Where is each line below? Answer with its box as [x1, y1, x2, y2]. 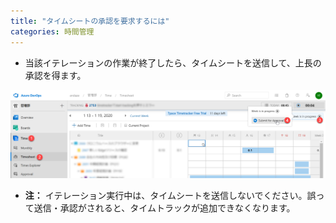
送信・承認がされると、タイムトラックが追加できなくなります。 [33, 201, 296, 214]
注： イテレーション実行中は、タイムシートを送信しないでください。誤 [24, 189, 317, 201]
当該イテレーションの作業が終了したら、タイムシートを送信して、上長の [24, 56, 322, 69]
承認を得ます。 [24, 69, 87, 81]
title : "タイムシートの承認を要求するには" [10, 16, 170, 26]
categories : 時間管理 [10, 26, 95, 37]
